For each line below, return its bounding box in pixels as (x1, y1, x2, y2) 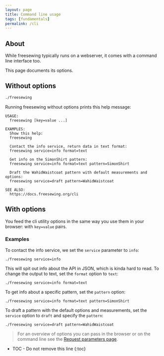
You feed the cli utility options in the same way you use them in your (5, 218, 145, 224)
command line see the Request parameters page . (17, 336, 118, 342)
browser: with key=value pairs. (5, 224, 67, 230)
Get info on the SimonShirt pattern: (9, 157, 88, 162)
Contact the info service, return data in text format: (9, 144, 127, 149)
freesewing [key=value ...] (9, 118, 68, 123)
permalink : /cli (5, 21, 39, 26)
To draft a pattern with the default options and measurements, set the (5, 307, 147, 313)
